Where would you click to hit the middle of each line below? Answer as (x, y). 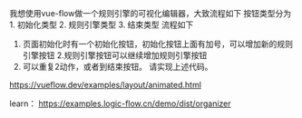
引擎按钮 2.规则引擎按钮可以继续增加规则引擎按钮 (115, 55)
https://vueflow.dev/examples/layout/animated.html (106, 85)
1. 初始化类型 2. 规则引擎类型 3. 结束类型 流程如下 (102, 25)
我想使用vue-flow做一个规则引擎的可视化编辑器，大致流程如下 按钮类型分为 (151, 13)
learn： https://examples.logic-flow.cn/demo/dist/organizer (120, 103)
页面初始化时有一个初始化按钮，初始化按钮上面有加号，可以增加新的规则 (157, 44)
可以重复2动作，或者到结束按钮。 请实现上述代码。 (117, 67)
